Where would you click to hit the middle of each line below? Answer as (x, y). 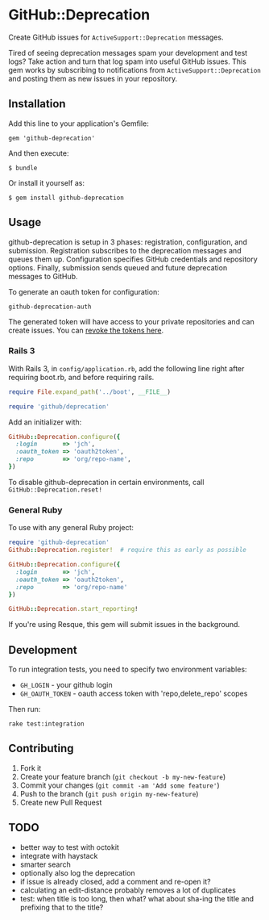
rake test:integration (46, 724)
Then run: (25, 709)
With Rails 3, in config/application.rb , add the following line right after (126, 368)
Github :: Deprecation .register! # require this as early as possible (128, 550)
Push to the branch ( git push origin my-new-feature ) (109, 793)
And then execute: (39, 153)
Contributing (41, 749)
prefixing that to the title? (62, 907)
